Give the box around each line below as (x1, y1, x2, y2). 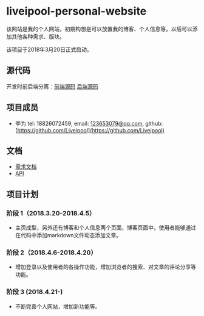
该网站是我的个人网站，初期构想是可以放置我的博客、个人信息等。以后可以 (6, 25, 192, 32)
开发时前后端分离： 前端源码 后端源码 (6, 82, 98, 90)
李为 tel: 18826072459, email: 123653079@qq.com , (15, 120, 144, 127)
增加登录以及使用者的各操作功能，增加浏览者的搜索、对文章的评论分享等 (15, 264, 196, 271)
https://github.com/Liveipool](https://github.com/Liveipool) (17, 126, 165, 134)
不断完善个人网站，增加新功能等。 (15, 303, 101, 310)
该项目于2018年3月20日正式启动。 (6, 46, 92, 53)
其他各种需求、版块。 (11, 32, 65, 40)
